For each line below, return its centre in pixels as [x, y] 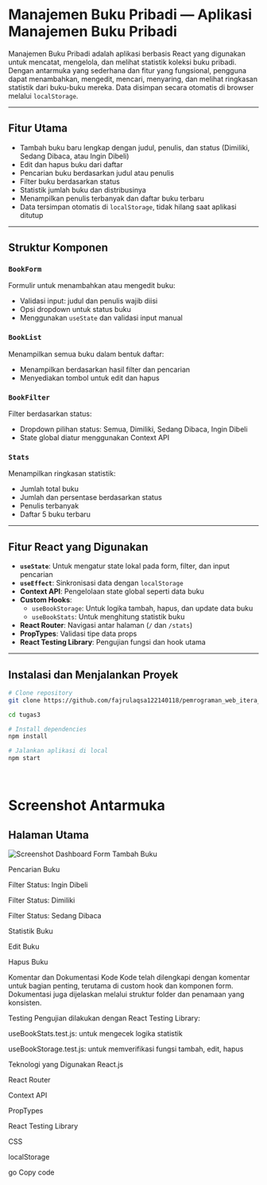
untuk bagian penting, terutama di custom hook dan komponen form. [121, 986]
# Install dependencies [48, 729]
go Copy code [31, 1172]
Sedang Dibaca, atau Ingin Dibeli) [74, 156]
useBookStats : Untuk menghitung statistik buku [108, 617]
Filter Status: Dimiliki [42, 900]
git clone [25, 700]
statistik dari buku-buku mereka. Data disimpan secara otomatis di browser [131, 87]
